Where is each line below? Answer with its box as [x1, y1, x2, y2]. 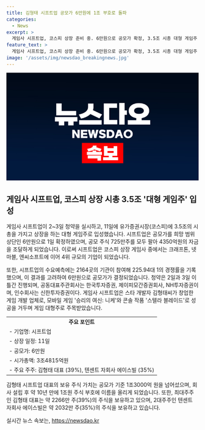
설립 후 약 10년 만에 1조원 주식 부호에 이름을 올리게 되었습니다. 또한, [12, 389, 173, 396]
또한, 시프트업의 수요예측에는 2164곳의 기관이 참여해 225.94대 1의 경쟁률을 [6, 266, 185, 273]
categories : [6, 16, 37, 23]
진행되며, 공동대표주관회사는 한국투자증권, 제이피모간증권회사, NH [17, 281, 174, 289]
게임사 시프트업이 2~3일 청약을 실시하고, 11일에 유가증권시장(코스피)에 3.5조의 [6, 223, 192, 230]
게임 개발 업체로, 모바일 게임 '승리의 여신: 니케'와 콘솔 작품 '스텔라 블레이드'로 [6, 297, 190, 304]
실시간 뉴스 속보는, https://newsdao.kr [6, 417, 99, 424]
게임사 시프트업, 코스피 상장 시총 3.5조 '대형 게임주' [6, 194, 188, 204]
